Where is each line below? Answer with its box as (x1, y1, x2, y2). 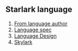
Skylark (13, 38, 33, 45)
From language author (13, 20, 68, 27)
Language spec (13, 26, 52, 33)
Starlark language (5, 5, 73, 14)
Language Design (13, 32, 57, 39)
